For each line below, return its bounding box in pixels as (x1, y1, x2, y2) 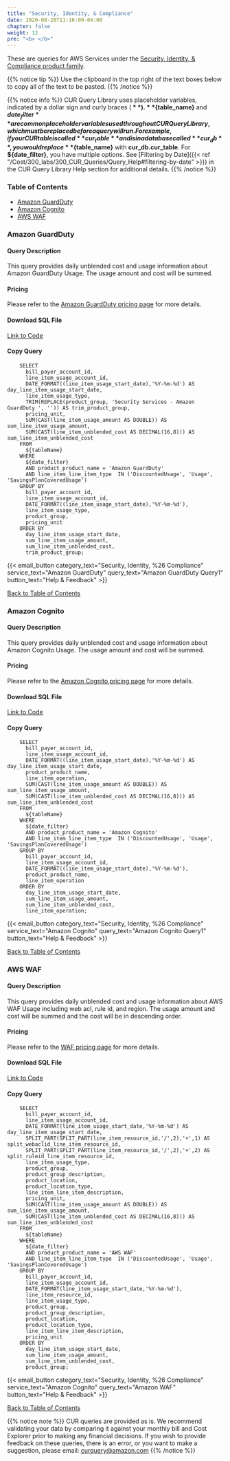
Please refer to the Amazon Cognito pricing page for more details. (7, 677, 194, 685)
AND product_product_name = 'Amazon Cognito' (25, 829, 158, 836)
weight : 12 (7, 29, 38, 36)
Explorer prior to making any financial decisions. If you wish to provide (7, 1432, 206, 1440)
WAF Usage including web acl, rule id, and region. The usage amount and (7, 1004, 215, 1012)
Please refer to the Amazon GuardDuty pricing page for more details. (7, 300, 202, 308)
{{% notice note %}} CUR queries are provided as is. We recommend (7, 1417, 203, 1425)
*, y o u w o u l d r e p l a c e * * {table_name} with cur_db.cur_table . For (7, 142, 191, 151)
